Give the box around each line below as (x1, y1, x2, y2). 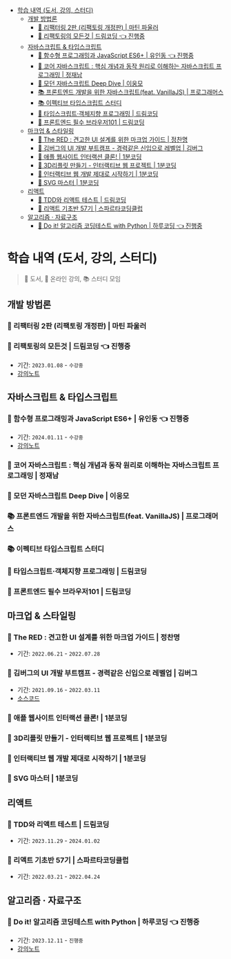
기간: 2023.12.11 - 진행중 (17, 936, 84, 945)
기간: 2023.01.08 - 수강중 (17, 361, 84, 369)
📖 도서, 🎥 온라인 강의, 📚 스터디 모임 (23, 275, 121, 283)
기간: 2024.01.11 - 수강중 (17, 433, 84, 442)
